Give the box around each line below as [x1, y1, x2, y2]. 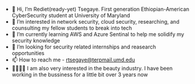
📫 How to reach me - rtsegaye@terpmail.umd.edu [11, 56, 135, 63]
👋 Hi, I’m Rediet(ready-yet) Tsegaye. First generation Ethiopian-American [11, 6, 190, 12]
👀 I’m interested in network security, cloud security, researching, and [11, 18, 180, 25]
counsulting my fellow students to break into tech [11, 24, 132, 31]
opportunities [11, 50, 45, 56]
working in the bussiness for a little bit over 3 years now [11, 71, 148, 78]
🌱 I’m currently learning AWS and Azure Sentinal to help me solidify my [11, 31, 184, 38]
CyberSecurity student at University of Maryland [11, 12, 131, 19]
